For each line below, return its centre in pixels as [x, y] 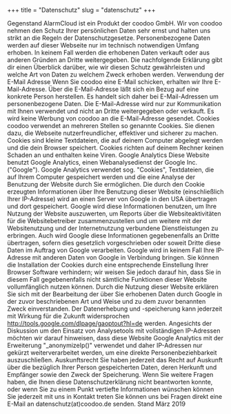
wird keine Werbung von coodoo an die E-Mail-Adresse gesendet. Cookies [113, 118]
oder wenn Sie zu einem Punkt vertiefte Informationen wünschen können [111, 389]
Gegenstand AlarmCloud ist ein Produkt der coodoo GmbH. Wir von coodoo [115, 23]
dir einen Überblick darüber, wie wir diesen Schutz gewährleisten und [106, 67]
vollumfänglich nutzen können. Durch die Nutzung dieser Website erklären [113, 287]
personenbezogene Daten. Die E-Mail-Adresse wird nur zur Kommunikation [114, 104]
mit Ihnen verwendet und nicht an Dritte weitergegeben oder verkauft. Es [111, 111]
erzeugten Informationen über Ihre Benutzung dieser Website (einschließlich [115, 192]
